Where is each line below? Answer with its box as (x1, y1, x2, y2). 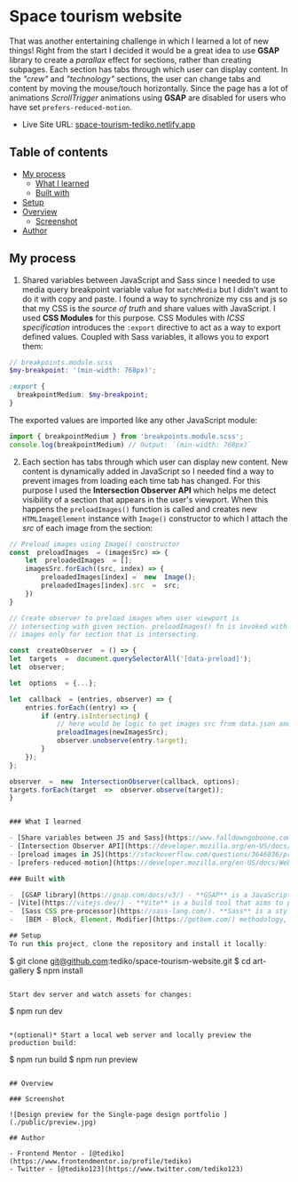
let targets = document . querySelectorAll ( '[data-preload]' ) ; (9, 655, 252, 663)
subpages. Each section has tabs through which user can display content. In (9, 64, 288, 75)
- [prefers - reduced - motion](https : (9, 858, 141, 867)
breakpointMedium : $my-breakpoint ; (17, 390, 149, 399)
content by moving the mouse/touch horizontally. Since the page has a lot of (9, 83, 288, 93)
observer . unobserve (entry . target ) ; (56, 736, 189, 745)
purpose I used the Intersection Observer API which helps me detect (21, 485, 277, 495)
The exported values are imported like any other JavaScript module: (9, 414, 258, 425)
